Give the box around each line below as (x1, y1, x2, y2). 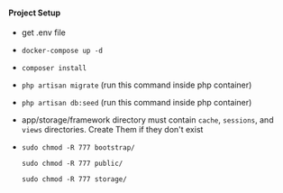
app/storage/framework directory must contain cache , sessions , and (21, 115, 274, 125)
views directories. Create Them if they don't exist (21, 124, 204, 135)
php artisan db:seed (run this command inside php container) (21, 97, 252, 108)
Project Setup (8, 7, 61, 18)
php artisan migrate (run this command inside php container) (21, 79, 252, 90)
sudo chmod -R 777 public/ (21, 159, 123, 169)
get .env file (21, 27, 67, 38)
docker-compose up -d (21, 46, 103, 56)
